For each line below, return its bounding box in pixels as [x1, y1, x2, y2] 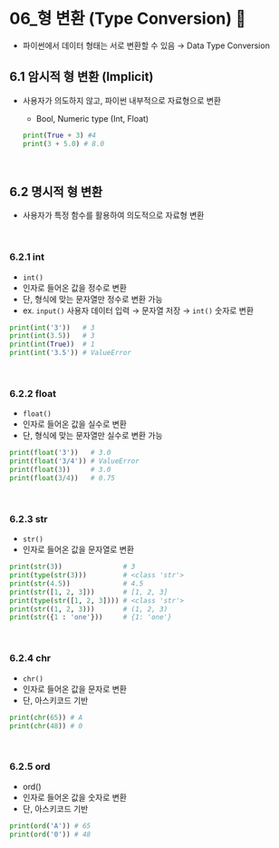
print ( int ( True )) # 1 [9, 340, 95, 350]
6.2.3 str [9, 512, 48, 525]
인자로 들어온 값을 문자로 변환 [22, 683, 127, 695]
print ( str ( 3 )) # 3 [9, 562, 136, 572]
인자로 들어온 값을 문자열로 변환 [22, 544, 134, 555]
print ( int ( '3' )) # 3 [9, 323, 95, 332]
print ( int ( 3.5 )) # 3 [9, 331, 95, 340]
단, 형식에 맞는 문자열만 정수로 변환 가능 [22, 293, 163, 304]
